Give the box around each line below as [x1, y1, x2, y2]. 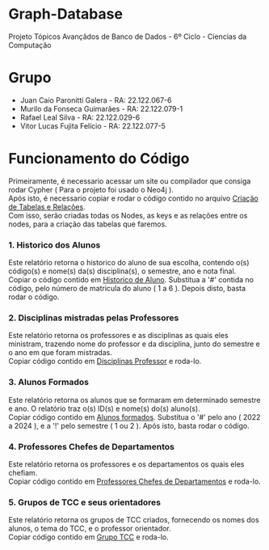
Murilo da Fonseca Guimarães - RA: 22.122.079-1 [19, 104, 183, 113]
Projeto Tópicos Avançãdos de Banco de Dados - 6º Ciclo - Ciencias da [8, 32, 247, 41]
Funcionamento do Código [8, 150, 190, 168]
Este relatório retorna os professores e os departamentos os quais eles [8, 459, 245, 469]
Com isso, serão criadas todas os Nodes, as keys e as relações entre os [8, 210, 248, 220]
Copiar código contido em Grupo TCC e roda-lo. [8, 532, 169, 542]
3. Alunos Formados [8, 377, 90, 388]
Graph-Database [8, 5, 124, 23]
